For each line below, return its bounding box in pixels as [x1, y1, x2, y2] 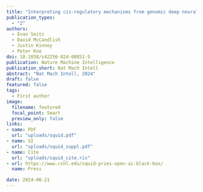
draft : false [6, 76, 39, 82]
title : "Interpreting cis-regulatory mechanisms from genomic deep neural [6, 8, 199, 15]
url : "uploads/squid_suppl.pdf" [11, 143, 94, 150]
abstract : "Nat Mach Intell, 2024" [6, 71, 96, 77]
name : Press [11, 166, 42, 172]
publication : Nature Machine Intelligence [6, 59, 115, 65]
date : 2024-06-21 [6, 177, 50, 183]
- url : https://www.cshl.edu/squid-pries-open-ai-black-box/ [6, 161, 164, 167]
